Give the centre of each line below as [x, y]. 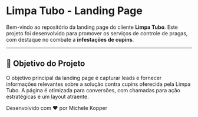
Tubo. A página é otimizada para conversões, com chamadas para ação [93, 90]
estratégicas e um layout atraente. [48, 96]
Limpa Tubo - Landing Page [74, 11]
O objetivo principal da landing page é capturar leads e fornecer [84, 78]
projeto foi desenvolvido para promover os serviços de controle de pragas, [97, 33]
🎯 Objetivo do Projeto [46, 64]
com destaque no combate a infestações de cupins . [70, 39]
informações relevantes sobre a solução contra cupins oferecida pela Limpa [98, 84]
